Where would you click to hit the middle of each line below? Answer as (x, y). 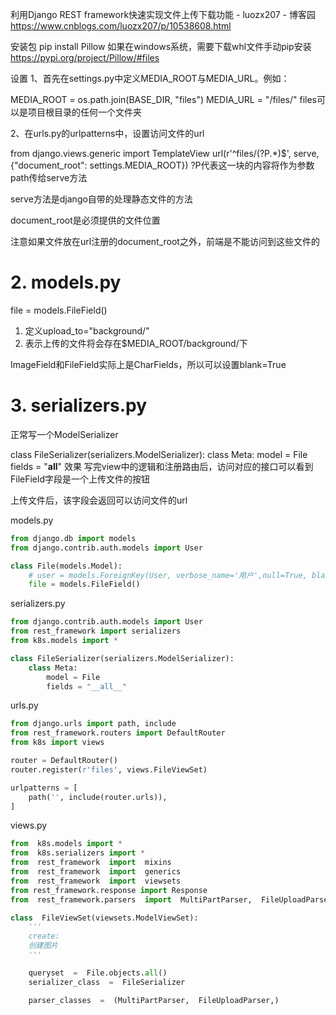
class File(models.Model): (66, 566)
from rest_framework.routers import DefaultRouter (118, 733)
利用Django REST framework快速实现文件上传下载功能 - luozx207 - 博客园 (163, 14)
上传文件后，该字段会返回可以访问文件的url (99, 500)
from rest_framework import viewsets (96, 881)
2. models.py (66, 282)
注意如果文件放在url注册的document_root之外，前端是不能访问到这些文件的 (165, 241)
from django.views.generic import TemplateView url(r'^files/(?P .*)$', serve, (165, 153)
